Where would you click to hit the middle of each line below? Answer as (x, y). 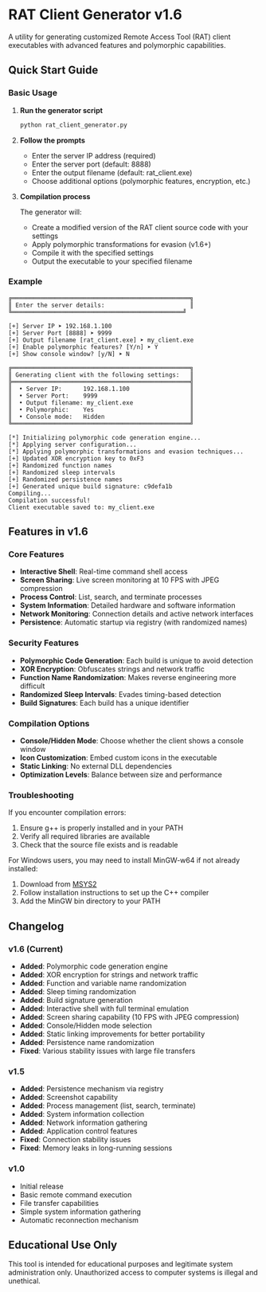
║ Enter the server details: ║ (101, 305)
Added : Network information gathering (84, 1123)
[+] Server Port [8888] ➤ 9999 (60, 333)
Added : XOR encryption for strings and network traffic (109, 975)
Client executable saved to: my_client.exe (82, 507)
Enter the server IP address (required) (94, 155)
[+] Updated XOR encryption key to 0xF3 (76, 458)
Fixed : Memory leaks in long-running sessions (96, 1148)
